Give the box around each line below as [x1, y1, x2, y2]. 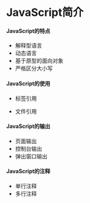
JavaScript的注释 [6, 168, 50, 175]
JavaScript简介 [6, 5, 84, 20]
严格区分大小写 [15, 65, 53, 72]
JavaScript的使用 [6, 80, 50, 87]
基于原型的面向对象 [15, 57, 64, 65]
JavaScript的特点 [6, 27, 50, 34]
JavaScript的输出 [6, 123, 50, 130]
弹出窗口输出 [15, 152, 47, 160]
